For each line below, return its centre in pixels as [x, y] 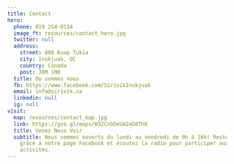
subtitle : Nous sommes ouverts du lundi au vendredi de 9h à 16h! [112, 137]
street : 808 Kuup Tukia [54, 53]
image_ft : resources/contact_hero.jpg [70, 33]
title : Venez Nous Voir [48, 131]
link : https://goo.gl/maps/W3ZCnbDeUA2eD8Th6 [81, 124]
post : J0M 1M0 [40, 72]
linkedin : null [36, 98]
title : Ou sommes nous [46, 79]
